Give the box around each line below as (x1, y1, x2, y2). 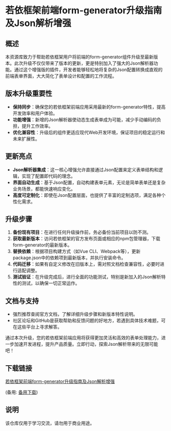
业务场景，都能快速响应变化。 (12, 186, 75, 192)
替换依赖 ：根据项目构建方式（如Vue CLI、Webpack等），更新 (12, 248, 141, 255)
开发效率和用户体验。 (12, 110, 58, 116)
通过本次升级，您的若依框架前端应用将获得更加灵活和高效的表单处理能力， (5, 335, 161, 341)
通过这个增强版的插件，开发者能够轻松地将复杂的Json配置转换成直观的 (14, 67, 163, 72)
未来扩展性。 (12, 136, 40, 142)
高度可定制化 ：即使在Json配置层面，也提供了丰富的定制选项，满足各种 (12, 192, 161, 198)
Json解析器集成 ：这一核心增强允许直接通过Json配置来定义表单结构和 (12, 166, 159, 172)
